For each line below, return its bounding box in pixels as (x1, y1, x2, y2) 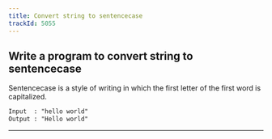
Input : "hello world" (8, 107, 89, 116)
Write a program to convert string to (8, 49, 193, 63)
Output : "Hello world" (8, 115, 89, 124)
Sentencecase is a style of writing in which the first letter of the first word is (8, 83, 261, 93)
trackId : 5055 (8, 19, 57, 27)
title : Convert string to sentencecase (8, 11, 143, 20)
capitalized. (8, 92, 47, 102)
